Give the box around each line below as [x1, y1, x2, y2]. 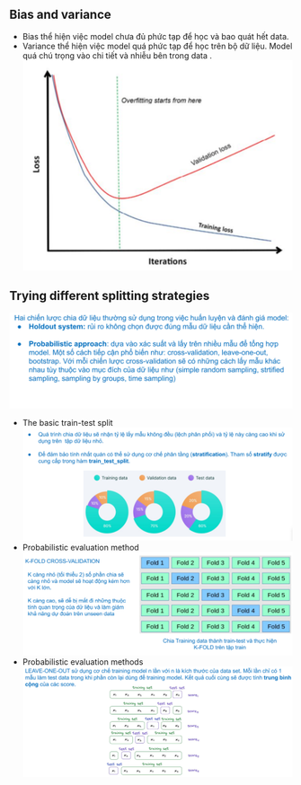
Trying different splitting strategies [9, 287, 210, 304]
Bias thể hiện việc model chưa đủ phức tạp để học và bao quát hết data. [22, 31, 289, 41]
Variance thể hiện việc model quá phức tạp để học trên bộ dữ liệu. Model [22, 40, 293, 51]
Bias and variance [9, 7, 112, 22]
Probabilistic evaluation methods [22, 657, 144, 667]
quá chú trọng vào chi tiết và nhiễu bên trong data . [22, 49, 213, 61]
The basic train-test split [22, 418, 114, 428]
